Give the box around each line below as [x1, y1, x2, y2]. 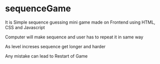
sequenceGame [5, 3, 71, 14]
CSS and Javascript [5, 24, 45, 30]
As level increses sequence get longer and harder [5, 43, 106, 49]
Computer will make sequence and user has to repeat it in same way [5, 34, 144, 40]
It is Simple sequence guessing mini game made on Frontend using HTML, [5, 19, 156, 25]
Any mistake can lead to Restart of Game [5, 53, 88, 59]
